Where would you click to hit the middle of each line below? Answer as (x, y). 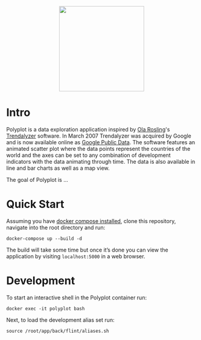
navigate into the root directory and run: (56, 227)
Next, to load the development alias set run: (60, 320)
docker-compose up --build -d (44, 238)
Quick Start (35, 205)
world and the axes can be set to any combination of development (88, 155)
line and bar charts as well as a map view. (58, 168)
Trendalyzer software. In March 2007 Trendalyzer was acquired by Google (99, 136)
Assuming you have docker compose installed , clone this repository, (91, 221)
